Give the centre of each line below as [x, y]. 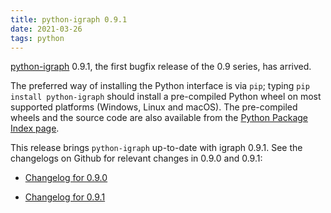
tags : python [37, 38]
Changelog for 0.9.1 [65, 197]
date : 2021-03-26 [46, 29]
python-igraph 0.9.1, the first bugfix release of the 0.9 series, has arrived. [161, 67]
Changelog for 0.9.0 [66, 178]
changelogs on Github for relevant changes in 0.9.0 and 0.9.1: [136, 158]
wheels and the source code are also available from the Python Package [159, 118]
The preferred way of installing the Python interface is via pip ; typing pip [160, 86]
